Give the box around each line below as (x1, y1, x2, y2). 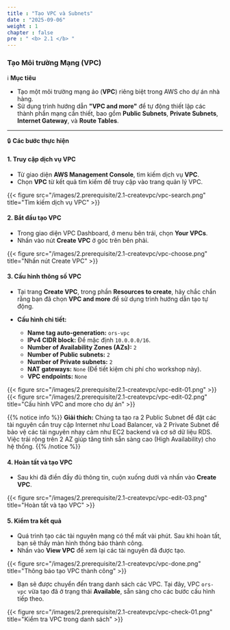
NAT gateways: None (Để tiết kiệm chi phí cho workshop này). (27, 365, 202, 373)
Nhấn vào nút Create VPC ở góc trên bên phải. (16, 236, 149, 244)
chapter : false (7, 29, 53, 36)
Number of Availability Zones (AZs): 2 (27, 343, 137, 352)
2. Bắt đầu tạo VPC (7, 213, 62, 222)
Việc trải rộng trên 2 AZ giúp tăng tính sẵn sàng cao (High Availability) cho (7, 435, 216, 443)
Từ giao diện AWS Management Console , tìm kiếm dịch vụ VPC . (16, 170, 200, 179)
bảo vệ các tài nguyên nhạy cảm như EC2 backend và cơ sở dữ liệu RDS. (7, 428, 212, 436)
